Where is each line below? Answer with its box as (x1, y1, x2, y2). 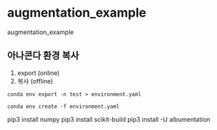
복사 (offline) (17, 76, 54, 85)
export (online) (17, 68, 61, 77)
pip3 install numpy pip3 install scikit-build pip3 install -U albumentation (7, 115, 211, 123)
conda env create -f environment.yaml (7, 103, 120, 110)
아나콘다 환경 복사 (7, 50, 79, 62)
